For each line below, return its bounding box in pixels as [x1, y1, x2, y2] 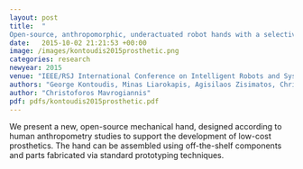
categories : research [9, 55, 91, 64]
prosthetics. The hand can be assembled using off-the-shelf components [9, 140, 282, 151]
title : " [9, 22, 47, 31]
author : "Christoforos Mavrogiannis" [9, 88, 151, 97]
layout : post [9, 13, 59, 22]
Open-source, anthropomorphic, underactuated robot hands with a [9, 30, 260, 39]
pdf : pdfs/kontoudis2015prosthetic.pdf [9, 96, 160, 106]
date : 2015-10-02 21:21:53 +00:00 [9, 38, 147, 48]
